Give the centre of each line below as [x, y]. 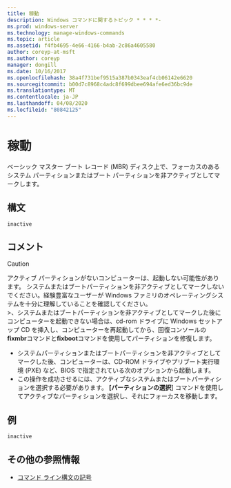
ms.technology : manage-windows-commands [66, 33]
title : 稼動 [23, 13]
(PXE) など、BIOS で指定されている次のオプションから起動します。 [120, 371]
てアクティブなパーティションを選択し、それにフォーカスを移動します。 [119, 396]
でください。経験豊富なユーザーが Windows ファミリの [86, 295]
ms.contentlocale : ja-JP [43, 97]
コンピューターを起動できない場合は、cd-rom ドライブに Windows [102, 321]
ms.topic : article [33, 39]
